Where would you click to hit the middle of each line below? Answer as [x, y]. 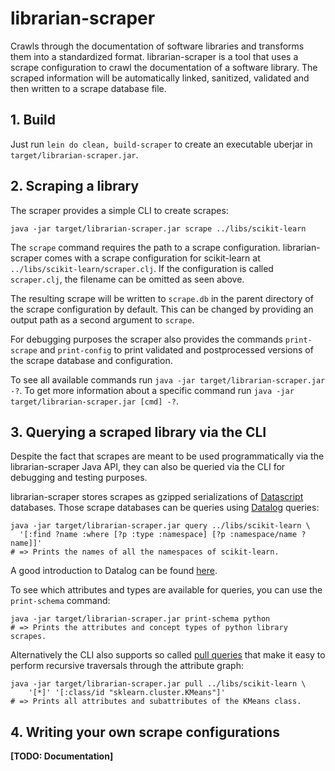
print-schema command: [60, 601]
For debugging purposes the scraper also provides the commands [146, 339]
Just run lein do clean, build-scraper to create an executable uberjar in [161, 144]
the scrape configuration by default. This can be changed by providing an [162, 309]
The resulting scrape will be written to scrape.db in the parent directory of [162, 298]
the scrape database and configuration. [91, 360]
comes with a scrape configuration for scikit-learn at [152, 258]
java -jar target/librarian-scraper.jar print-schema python [140, 619]
